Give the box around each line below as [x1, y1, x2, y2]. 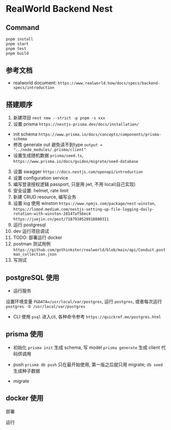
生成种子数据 [13, 368, 40, 374]
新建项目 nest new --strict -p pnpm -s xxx [13, 115, 106, 121]
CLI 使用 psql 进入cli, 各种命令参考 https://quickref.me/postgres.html [13, 313, 161, 319]
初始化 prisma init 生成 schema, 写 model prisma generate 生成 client [13, 344, 160, 350]
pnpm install [6, 37, 33, 42]
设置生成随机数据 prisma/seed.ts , [13, 153, 84, 159]
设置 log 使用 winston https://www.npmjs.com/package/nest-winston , [13, 200, 156, 206]
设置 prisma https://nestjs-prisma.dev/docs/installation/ [13, 121, 139, 127]
